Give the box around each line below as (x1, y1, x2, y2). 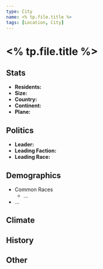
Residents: (14, 83, 42, 91)
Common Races (14, 186, 53, 193)
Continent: (14, 102, 42, 109)
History (6, 235, 34, 245)
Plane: (14, 108, 31, 115)
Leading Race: (14, 154, 51, 161)
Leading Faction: (14, 147, 57, 154)
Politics (6, 125, 34, 135)
